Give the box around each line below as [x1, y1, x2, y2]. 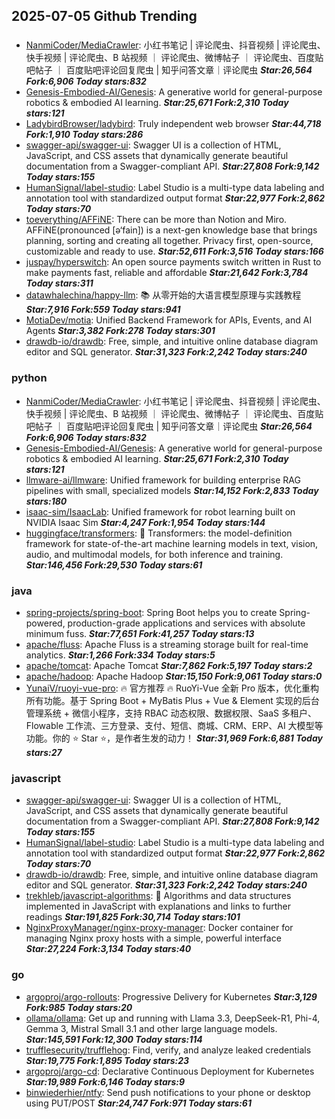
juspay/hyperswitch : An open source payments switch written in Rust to [25, 256, 322, 268]
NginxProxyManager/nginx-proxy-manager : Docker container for [25, 922, 294, 934]
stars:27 [25, 746, 63, 758]
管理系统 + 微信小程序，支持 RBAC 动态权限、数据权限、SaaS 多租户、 [25, 707, 318, 719]
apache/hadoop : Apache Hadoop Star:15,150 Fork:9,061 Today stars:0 [25, 670, 323, 682]
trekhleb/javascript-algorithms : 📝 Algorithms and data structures [25, 890, 292, 902]
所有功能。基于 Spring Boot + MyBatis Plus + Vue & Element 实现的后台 [25, 694, 320, 706]
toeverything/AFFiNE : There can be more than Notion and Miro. [25, 214, 288, 226]
